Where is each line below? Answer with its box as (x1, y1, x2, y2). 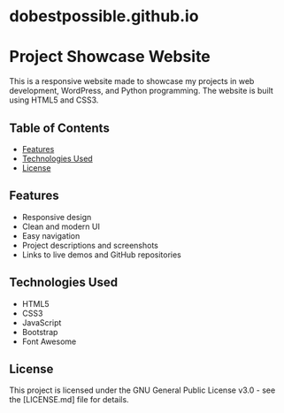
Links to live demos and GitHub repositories (21, 249, 181, 260)
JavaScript (21, 317, 62, 328)
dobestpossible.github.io (9, 6, 199, 27)
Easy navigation (21, 230, 81, 241)
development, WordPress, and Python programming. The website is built (9, 86, 274, 96)
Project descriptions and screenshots (21, 240, 159, 250)
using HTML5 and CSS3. (9, 95, 99, 105)
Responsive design (21, 211, 92, 222)
